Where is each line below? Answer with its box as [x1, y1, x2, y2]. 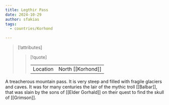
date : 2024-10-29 [5, 12, 42, 17]
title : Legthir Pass [5, 7, 49, 13]
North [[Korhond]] [58, 66, 102, 73]
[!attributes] [17, 44, 42, 50]
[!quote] [30, 54, 47, 61]
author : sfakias [5, 17, 39, 22]
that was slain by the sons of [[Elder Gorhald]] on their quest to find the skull [5, 89, 164, 95]
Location [32, 66, 54, 73]
